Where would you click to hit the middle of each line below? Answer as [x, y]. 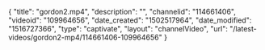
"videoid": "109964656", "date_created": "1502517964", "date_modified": [130, 20]
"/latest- [243, 29]
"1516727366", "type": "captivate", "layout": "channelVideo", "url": [118, 29]
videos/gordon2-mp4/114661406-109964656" [86, 37]
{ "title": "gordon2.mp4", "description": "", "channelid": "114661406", [122, 12]
